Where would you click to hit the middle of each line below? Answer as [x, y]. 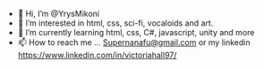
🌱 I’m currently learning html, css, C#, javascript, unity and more [136, 32]
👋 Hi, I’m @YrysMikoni [59, 14]
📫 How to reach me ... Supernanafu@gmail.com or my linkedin [134, 42]
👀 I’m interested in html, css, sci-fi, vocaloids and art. [115, 23]
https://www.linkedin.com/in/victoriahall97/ [97, 55]
